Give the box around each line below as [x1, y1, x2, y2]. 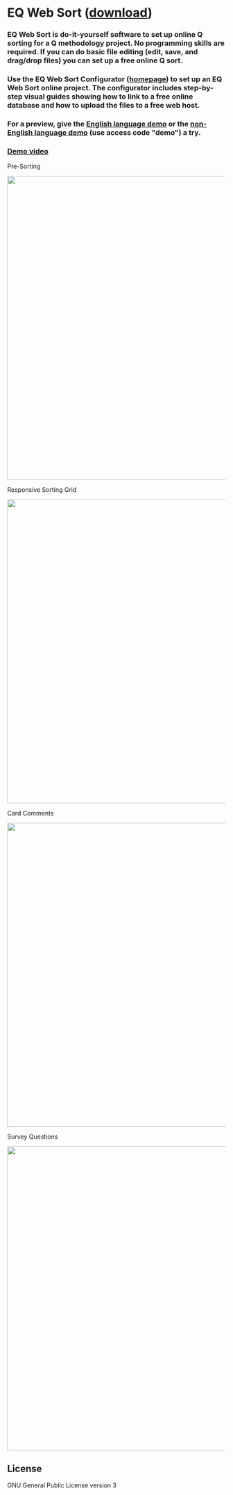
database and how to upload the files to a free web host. [7, 101, 200, 110]
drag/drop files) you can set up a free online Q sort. [7, 56, 183, 65]
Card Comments [7, 809, 54, 818]
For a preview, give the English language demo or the [7, 119, 189, 129]
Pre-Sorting [7, 162, 41, 171]
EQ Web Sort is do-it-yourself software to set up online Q [7, 30, 203, 40]
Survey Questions [7, 1132, 58, 1141]
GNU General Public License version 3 [7, 1481, 116, 1489]
